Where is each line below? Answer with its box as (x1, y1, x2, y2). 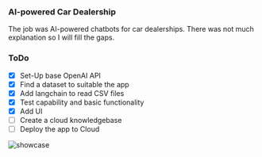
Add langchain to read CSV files (19, 88, 125, 98)
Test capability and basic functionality (19, 98, 144, 107)
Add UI (19, 106, 43, 116)
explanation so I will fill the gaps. (8, 33, 115, 42)
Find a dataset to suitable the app (19, 79, 129, 89)
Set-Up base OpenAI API (19, 71, 102, 80)
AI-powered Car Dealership (8, 6, 117, 17)
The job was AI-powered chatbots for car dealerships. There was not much (8, 25, 254, 34)
